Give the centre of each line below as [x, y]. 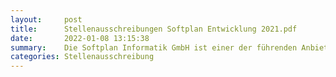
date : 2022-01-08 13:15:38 [80, 38]
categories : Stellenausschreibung [82, 57]
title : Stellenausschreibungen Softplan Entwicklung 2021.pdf [154, 29]
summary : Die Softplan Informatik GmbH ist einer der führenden [154, 47]
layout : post [46, 19]
